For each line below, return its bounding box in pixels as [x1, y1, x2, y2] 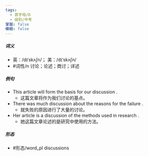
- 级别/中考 [10, 17, 32, 22]
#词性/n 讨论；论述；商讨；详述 [12, 63, 80, 69]
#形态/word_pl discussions [12, 145, 69, 151]
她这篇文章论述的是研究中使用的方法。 [20, 118, 101, 125]
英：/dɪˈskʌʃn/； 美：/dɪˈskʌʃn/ [12, 57, 77, 63]
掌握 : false [5, 21, 29, 27]
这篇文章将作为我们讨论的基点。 [20, 95, 88, 101]
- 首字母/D [10, 12, 31, 17]
